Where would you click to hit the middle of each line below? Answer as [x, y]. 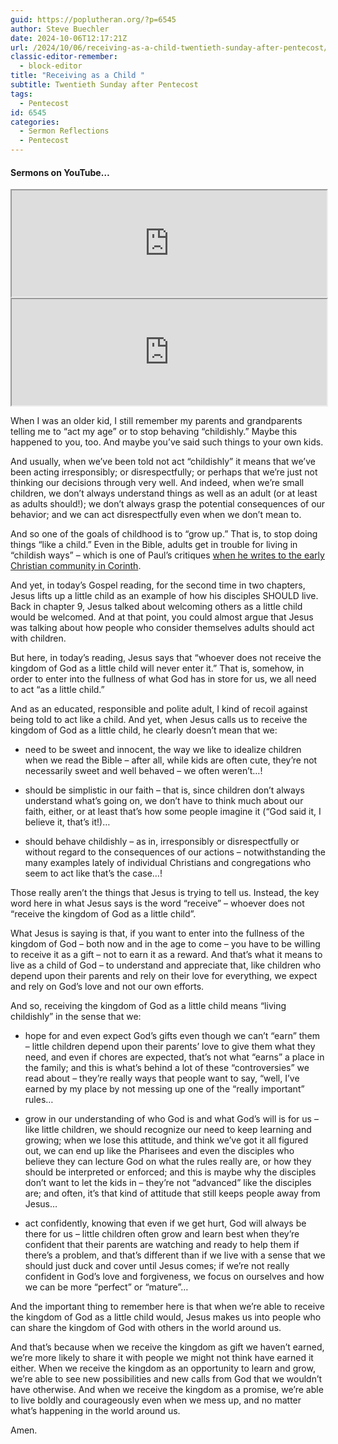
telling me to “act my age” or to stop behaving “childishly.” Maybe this [154, 432]
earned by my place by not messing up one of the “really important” [164, 1089]
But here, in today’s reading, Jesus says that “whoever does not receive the [166, 658]
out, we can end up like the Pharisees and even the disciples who [159, 1151]
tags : [21, 94]
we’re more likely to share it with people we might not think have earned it [162, 1358]
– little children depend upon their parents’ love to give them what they [170, 1047]
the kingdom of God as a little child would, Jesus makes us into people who [166, 1317]
